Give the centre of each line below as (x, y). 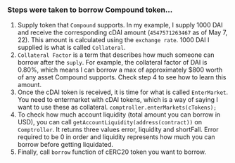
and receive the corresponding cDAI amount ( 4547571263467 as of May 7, (122, 32)
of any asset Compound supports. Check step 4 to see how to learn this (122, 77)
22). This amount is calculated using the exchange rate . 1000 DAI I (113, 40)
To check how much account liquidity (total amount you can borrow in (119, 115)
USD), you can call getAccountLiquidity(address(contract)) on (110, 122)
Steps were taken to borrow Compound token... (90, 10)
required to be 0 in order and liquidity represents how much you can (116, 137)
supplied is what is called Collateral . (71, 48)
